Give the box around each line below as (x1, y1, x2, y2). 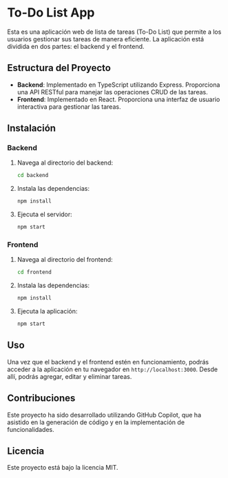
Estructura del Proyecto (7, 62, 112, 74)
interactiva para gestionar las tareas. (17, 102, 121, 111)
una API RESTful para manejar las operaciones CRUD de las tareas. (17, 87, 208, 96)
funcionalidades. (7, 425, 55, 433)
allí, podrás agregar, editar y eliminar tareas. (7, 372, 132, 380)
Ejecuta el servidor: (17, 210, 72, 218)
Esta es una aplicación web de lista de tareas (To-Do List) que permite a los (7, 28, 222, 36)
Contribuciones (7, 393, 76, 404)
